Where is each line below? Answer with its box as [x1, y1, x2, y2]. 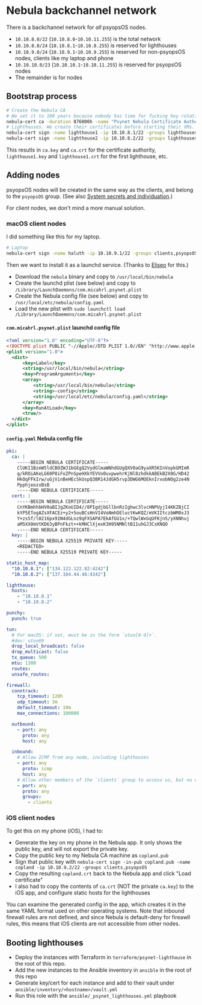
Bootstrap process [6, 91, 77, 101]
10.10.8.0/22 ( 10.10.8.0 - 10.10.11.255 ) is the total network [14, 35, 161, 42]
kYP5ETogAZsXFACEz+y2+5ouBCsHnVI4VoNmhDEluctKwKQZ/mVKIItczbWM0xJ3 [17, 509, 189, 516]
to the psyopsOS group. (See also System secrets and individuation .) [6, 193, 173, 200]
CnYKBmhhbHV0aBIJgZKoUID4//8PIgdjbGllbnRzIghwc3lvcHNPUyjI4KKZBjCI [17, 505, 189, 511]
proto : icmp [22, 766, 52, 772]
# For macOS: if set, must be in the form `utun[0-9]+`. [11, 632, 158, 638]
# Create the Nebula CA [6, 107, 66, 113]
